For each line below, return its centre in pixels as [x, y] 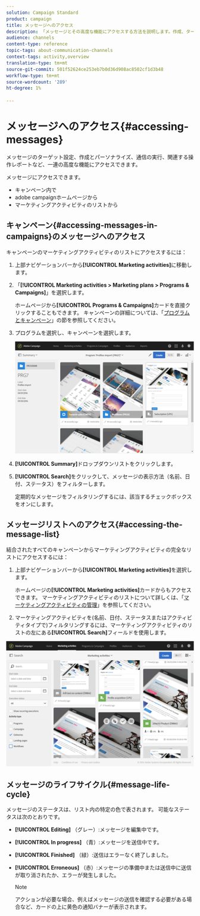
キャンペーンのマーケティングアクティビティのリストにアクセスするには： [97, 252]
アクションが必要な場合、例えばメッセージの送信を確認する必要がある [101, 899]
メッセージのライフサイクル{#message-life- [88, 784]
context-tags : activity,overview [48, 57]
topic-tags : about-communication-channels [60, 51]
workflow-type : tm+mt [33, 76]
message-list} [33, 534]
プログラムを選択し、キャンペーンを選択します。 [74, 333]
